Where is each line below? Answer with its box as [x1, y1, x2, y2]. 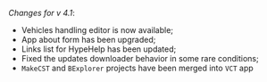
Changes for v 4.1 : [8, 8, 75, 18]
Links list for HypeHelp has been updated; [21, 44, 177, 54]
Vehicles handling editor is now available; [21, 25, 174, 35]
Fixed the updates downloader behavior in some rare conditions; [21, 53, 260, 63]
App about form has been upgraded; [21, 35, 156, 45]
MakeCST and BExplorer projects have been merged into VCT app [21, 62, 254, 73]
